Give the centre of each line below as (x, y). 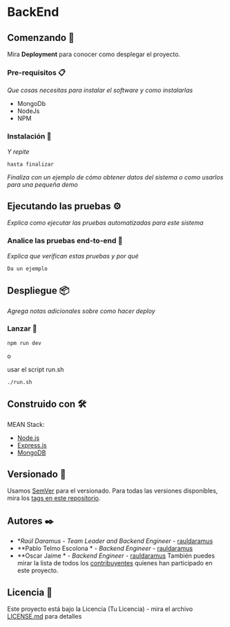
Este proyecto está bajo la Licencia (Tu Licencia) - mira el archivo (100, 609)
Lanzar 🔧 (22, 328)
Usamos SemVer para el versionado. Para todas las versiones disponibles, (113, 491)
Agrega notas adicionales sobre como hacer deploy (81, 311)
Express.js (32, 445)
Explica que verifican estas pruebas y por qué (73, 256)
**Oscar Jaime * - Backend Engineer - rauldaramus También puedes (116, 556)
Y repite (18, 151)
